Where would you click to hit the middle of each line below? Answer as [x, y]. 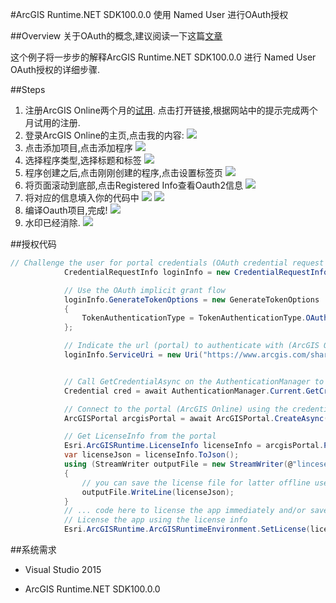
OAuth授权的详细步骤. [55, 69]
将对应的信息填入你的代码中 [82, 197]
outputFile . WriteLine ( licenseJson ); [158, 492]
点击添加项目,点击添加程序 [78, 147]
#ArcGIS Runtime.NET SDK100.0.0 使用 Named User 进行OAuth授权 [149, 14]
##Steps [28, 89]
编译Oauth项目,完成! [66, 210]
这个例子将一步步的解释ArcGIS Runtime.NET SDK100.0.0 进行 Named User [163, 57]
